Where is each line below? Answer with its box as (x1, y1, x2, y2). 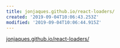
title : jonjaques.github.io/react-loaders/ (6, 8, 115, 15)
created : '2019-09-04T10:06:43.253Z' (6, 14, 99, 20)
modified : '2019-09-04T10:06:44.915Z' (6, 19, 102, 25)
